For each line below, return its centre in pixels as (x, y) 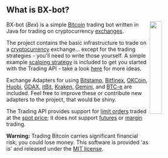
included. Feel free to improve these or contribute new (74, 93)
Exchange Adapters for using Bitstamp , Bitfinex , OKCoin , (77, 80)
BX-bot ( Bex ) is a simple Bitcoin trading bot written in (72, 24)
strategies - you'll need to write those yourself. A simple (76, 55)
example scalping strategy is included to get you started (76, 62)
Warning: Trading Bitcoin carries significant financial (72, 136)
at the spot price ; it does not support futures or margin (74, 117)
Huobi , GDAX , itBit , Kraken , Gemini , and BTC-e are (69, 87)
